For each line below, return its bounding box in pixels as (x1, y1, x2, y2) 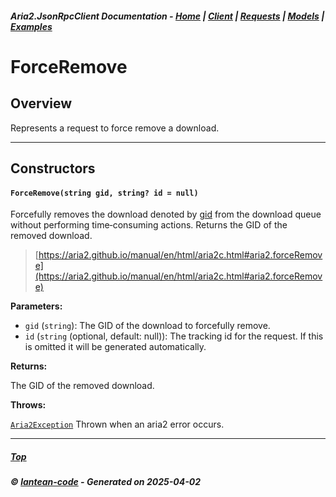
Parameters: (10, 300, 63, 312)
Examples (10, 20, 53, 32)
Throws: (10, 399, 47, 411)
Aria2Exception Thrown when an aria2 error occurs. (10, 418, 225, 431)
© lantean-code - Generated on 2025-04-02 (10, 476, 201, 488)
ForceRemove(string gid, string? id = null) (10, 188, 199, 198)
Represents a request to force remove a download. (10, 122, 220, 134)
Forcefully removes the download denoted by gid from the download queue (10, 208, 322, 221)
